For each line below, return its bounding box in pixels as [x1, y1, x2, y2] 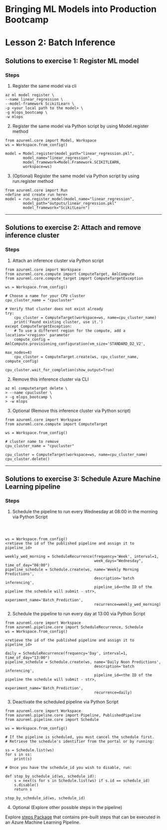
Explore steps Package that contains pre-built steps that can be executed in [5, 814, 161, 820]
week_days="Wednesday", [94, 558, 143, 563]
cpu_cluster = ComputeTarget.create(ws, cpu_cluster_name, [14, 354, 139, 359]
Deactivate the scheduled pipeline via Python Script [12, 699, 119, 705]
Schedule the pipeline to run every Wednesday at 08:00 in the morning [12, 509, 158, 515]
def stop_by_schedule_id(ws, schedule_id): [5, 774, 97, 779]
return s [14, 787, 32, 792]
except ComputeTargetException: [5, 324, 72, 329]
